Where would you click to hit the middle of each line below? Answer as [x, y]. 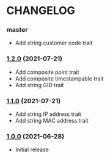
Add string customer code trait [54, 43]
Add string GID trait [39, 85]
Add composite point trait [47, 72]
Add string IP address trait [48, 114]
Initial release [32, 149]
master [17, 30]
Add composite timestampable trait [59, 78]
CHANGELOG [41, 11]
